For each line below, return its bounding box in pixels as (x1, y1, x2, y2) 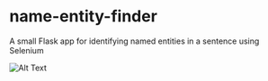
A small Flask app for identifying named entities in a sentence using (9, 36, 260, 46)
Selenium (9, 45, 44, 55)
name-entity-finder (9, 6, 157, 27)
